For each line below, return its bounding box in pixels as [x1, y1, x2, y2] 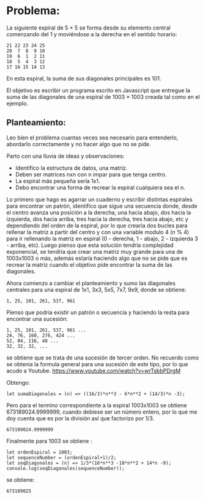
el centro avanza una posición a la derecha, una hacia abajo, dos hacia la [6, 208, 191, 216]
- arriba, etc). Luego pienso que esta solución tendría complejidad [6, 241, 174, 249]
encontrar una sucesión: [6, 315, 68, 323]
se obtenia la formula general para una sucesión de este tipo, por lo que [6, 360, 188, 367]
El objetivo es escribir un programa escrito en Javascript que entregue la [6, 87, 190, 94]
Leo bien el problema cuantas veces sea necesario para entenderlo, [6, 133, 179, 141]
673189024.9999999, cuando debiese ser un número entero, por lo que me [6, 408, 198, 415]
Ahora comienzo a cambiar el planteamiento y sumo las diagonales [6, 279, 176, 286]
